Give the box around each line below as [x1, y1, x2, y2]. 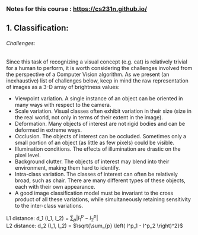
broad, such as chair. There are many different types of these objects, [14, 177, 186, 184]
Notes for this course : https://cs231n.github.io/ [6, 5, 147, 13]
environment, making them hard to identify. [14, 164, 120, 171]
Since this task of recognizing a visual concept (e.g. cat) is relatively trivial [6, 58, 188, 65]
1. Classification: [6, 23, 69, 33]
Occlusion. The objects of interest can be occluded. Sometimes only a [14, 132, 187, 139]
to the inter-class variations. [14, 202, 84, 209]
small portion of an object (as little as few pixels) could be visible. [14, 139, 175, 146]
